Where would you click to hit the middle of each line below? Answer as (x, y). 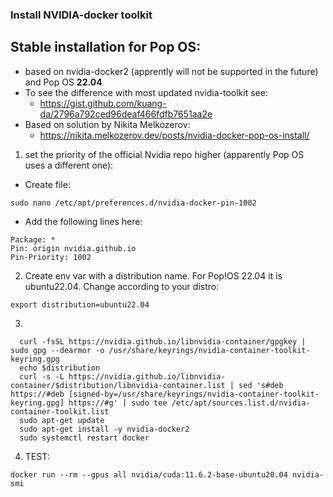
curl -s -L (42, 376)
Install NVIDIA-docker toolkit (81, 15)
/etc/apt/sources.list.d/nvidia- (241, 403)
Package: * (33, 239)
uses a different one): (69, 165)
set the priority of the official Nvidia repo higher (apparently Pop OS (164, 154)
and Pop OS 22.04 (63, 82)
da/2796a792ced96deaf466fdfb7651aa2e (126, 114)
